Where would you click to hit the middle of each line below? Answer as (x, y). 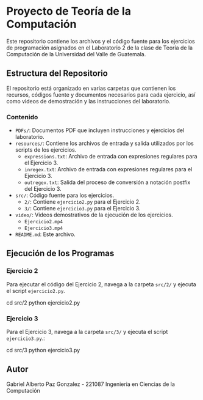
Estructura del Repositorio (57, 74)
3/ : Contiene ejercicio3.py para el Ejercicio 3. (82, 209)
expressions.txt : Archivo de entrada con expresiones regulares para (111, 157)
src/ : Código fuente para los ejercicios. (65, 195)
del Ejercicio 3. (43, 189)
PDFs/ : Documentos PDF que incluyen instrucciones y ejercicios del (100, 130)
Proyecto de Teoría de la (69, 11)
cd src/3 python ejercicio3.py (43, 350)
